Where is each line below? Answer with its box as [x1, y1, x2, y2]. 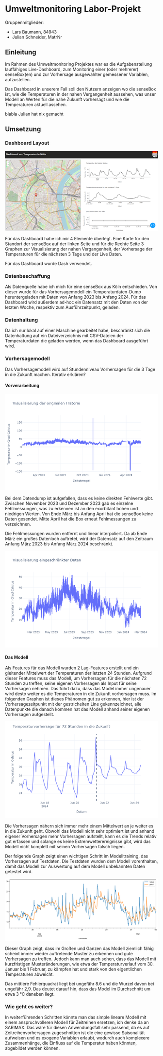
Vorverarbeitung [5, 383, 40, 389]
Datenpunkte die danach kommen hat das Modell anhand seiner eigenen [5, 706, 150, 712]
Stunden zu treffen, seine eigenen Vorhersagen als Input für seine [5, 680, 137, 686]
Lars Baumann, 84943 [12, 29, 57, 35]
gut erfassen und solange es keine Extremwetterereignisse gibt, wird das [5, 838, 151, 844]
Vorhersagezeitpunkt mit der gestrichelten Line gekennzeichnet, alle [5, 701, 142, 707]
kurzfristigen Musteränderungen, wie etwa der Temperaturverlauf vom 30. [5, 961, 154, 967]
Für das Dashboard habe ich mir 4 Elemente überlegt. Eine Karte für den [5, 235, 149, 241]
